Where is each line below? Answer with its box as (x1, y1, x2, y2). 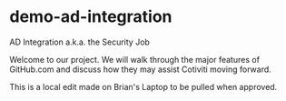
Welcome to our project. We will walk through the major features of (9, 54, 261, 65)
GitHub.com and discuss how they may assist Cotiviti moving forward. (9, 64, 272, 75)
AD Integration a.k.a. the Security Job (9, 36, 150, 47)
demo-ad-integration (9, 6, 173, 27)
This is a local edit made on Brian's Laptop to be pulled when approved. (9, 81, 278, 92)
